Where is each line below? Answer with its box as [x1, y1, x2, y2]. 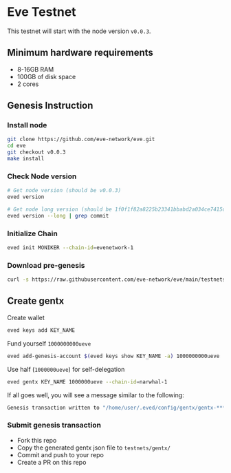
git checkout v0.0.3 [7, 149, 67, 156]
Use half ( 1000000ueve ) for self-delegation [7, 365, 125, 373]
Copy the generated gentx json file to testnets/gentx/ [16, 443, 170, 452]
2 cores [16, 80, 39, 88]
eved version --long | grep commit [7, 212, 109, 219]
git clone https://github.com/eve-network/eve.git [7, 136, 155, 143]
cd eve [7, 143, 26, 149]
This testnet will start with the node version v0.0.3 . [7, 27, 151, 35]
